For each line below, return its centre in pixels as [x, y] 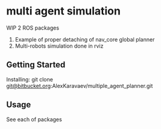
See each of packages [34, 119]
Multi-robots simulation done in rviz [59, 46]
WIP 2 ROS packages [33, 28]
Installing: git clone [30, 79]
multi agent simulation [63, 11]
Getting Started [36, 65]
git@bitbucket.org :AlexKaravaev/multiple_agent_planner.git [80, 86]
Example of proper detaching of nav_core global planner [85, 39]
